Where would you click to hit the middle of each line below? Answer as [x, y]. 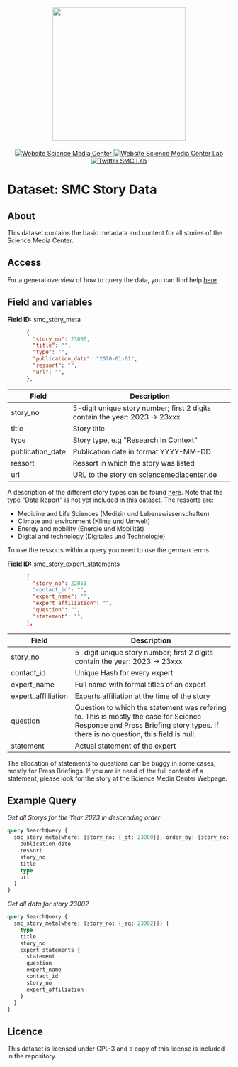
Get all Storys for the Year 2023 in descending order [84, 817]
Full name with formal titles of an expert [141, 684]
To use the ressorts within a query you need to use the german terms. [109, 549]
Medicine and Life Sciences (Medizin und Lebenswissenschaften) [114, 513]
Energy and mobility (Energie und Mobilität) [81, 528]
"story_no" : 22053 [60, 583]
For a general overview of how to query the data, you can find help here [112, 279]
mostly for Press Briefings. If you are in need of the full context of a [106, 771]
